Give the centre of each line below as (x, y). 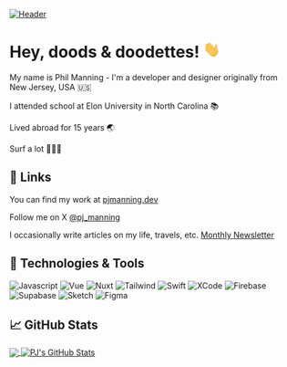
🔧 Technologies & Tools (77, 263)
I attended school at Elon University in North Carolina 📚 (114, 106)
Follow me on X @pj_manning (65, 217)
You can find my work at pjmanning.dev (84, 199)
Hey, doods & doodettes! (105, 52)
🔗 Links (31, 178)
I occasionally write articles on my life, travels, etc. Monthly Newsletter (142, 235)
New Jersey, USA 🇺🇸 (51, 88)
